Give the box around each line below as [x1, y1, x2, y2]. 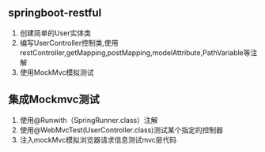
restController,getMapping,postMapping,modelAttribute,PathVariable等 [19, 47, 251, 57]
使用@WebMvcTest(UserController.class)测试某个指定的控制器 [19, 125, 224, 135]
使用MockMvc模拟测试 [19, 67, 94, 77]
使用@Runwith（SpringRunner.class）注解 [19, 115, 158, 124]
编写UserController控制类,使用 [19, 38, 119, 47]
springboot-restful [8, 6, 102, 20]
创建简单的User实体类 [19, 28, 92, 38]
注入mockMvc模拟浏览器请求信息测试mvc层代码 [19, 135, 177, 144]
